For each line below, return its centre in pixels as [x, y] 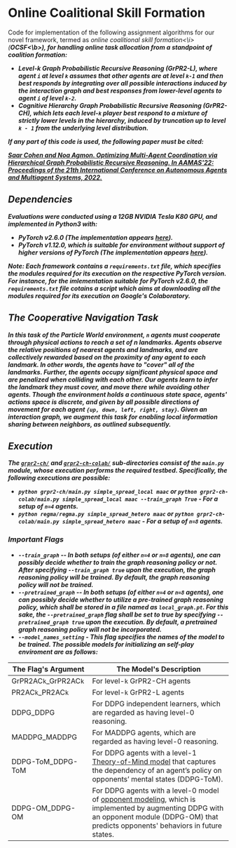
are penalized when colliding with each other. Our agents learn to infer [113, 379]
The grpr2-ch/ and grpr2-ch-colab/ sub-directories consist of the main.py [116, 463]
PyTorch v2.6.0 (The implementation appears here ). [96, 237]
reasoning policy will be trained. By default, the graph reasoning [114, 577]
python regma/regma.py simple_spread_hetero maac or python [106, 514]
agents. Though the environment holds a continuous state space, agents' [118, 394]
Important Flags [36, 539]
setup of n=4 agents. [48, 506]
